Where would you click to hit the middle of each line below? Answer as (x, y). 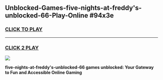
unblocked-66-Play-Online (47, 16)
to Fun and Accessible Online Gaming (44, 72)
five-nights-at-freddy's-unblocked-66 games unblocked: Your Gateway (80, 67)
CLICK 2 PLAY (22, 48)
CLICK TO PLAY (24, 30)
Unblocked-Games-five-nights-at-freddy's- (73, 8)
